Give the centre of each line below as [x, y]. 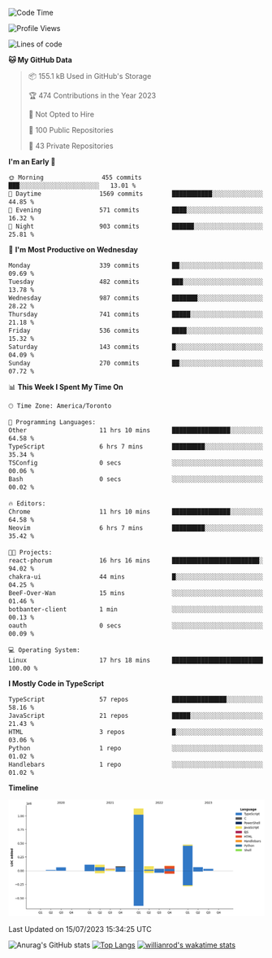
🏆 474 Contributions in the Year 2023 [92, 95]
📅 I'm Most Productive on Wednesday [73, 249]
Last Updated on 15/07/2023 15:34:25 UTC [80, 929]
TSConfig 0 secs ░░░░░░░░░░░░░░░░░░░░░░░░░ [136, 463]
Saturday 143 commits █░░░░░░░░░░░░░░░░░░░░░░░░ [136, 347]
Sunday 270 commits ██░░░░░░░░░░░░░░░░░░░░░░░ [136, 363]
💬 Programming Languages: [52, 422]
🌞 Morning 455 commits [75, 177]
